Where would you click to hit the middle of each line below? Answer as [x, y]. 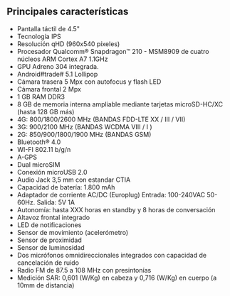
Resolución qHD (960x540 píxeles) [68, 44]
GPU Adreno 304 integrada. [58, 66]
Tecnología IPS [39, 36]
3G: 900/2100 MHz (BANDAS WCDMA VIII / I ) [84, 126]
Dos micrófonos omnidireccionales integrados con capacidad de [112, 255]
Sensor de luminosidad [51, 247]
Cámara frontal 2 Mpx [49, 89]
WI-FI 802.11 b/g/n [44, 149]
